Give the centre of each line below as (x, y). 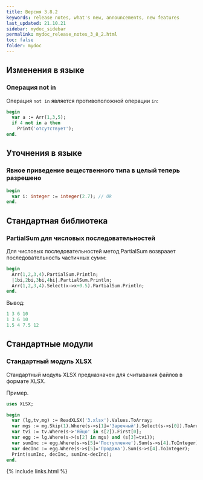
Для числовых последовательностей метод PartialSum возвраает (91, 251)
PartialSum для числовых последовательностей (81, 238)
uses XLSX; (20, 404)
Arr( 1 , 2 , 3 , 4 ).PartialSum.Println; (55, 274)
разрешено (24, 178)
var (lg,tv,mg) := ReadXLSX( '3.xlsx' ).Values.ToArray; (82, 421)
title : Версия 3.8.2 (32, 12)
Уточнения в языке (44, 153)
